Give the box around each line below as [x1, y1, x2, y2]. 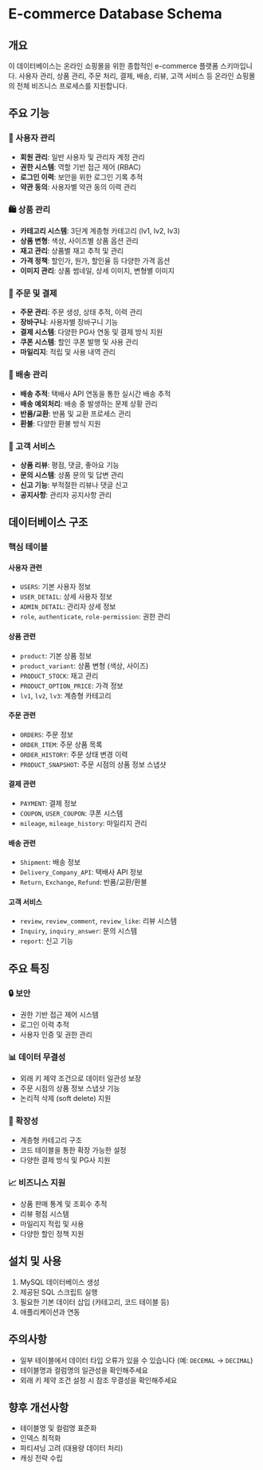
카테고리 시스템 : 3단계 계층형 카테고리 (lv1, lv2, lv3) [19, 226, 181, 235]
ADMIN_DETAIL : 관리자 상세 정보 [19, 602, 116, 611]
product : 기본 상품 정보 [19, 650, 92, 660]
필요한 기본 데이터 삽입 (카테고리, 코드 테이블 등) [19, 1297, 170, 1307]
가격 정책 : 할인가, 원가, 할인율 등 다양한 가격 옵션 [19, 256, 171, 265]
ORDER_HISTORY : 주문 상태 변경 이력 [19, 749, 128, 759]
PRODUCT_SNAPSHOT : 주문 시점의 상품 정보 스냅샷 [19, 759, 167, 769]
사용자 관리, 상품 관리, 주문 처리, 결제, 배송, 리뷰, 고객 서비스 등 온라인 [18, 71, 234, 81]
